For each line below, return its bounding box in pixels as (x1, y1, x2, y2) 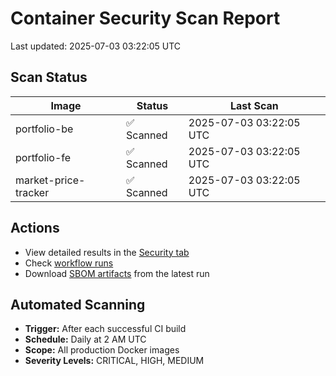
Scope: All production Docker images (24, 344, 180, 356)
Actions (10, 220, 60, 237)
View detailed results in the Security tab (24, 246, 190, 258)
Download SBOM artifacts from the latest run (24, 267, 210, 279)
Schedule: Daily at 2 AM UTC (24, 333, 147, 346)
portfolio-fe (15, 150, 72, 164)
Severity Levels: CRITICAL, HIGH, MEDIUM (24, 355, 205, 367)
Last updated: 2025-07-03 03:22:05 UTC (10, 40, 182, 52)
